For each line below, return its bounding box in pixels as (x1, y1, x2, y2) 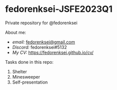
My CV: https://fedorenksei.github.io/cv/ (12, 49, 94, 55)
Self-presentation (12, 79, 48, 85)
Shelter (12, 68, 27, 75)
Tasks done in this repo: (5, 59, 54, 65)
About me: (5, 29, 26, 35)
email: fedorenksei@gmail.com (12, 39, 75, 45)
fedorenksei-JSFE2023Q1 (5, 3, 113, 15)
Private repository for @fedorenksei (5, 20, 78, 26)
